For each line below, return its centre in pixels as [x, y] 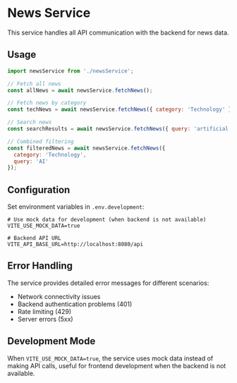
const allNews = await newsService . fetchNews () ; [80, 90]
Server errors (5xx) [45, 319]
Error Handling [40, 266]
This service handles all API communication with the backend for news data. [118, 32]
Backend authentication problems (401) [75, 304]
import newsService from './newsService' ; [71, 71]
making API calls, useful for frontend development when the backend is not [117, 365]
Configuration [39, 189]
